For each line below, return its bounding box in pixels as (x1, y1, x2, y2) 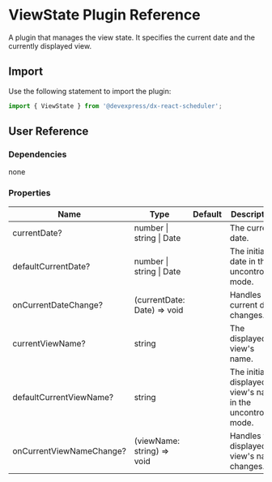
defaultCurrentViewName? (12, 391, 114, 402)
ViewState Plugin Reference (8, 6, 201, 24)
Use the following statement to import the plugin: (8, 86, 172, 96)
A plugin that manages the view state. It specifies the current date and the (8, 32, 255, 42)
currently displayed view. (8, 41, 91, 50)
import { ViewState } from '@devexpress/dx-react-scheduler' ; (8, 101, 223, 110)
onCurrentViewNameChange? (12, 445, 127, 456)
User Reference (8, 124, 89, 139)
